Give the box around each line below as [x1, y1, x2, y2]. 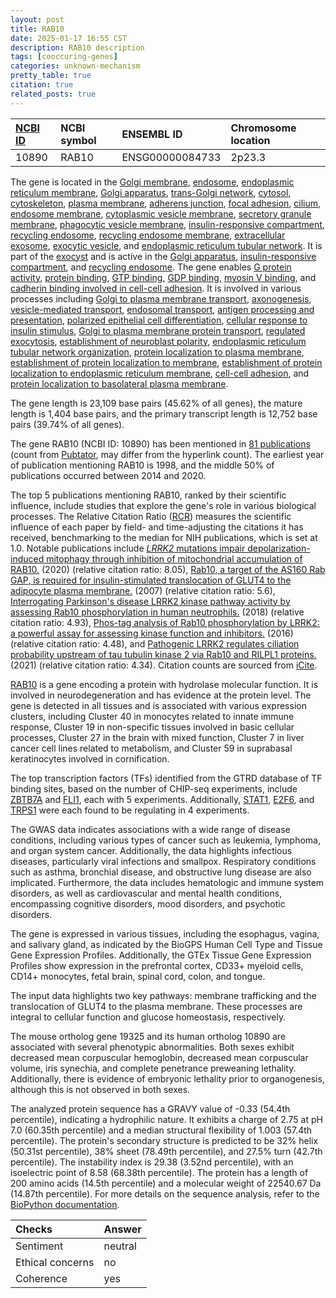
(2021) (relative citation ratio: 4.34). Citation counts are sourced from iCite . [10, 659, 318, 671]
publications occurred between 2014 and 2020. [10, 469, 207, 481]
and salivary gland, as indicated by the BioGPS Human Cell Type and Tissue [10, 938, 323, 950]
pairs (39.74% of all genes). [10, 418, 125, 430]
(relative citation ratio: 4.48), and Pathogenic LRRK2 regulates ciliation [10, 637, 300, 650]
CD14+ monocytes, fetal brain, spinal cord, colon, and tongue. [10, 970, 266, 982]
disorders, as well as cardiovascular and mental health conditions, [10, 887, 283, 899]
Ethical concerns [15, 1255, 95, 1269]
